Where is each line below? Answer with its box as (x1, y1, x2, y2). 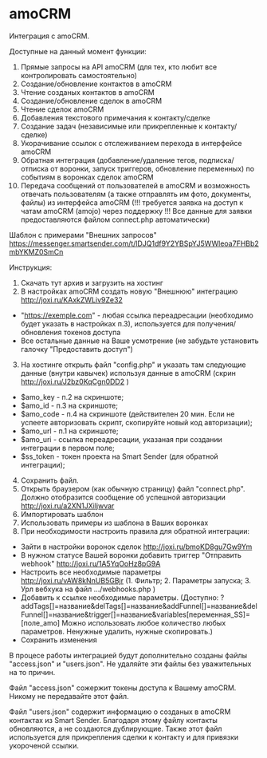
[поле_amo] (20, 618, 61, 627)
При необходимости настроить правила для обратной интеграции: (20, 526, 250, 535)
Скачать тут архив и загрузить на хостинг (20, 278, 164, 287)
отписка (20, 164, 49, 173)
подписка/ (198, 155, 234, 164)
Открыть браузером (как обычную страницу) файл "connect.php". (20, 484, 245, 493)
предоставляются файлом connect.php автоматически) (20, 215, 210, 224)
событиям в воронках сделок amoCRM (20, 172, 154, 182)
